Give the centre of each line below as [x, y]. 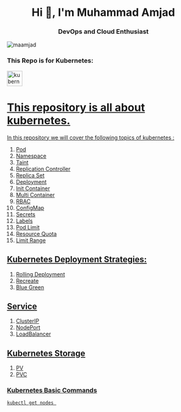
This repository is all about [76, 107]
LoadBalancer [33, 334]
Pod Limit [28, 227]
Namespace [31, 156]
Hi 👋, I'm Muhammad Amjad [103, 13]
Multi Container [35, 194]
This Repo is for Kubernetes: [50, 61]
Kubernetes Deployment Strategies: [77, 259]
